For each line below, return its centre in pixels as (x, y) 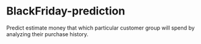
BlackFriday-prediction (66, 11)
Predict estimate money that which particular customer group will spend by (100, 28)
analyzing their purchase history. (48, 34)
